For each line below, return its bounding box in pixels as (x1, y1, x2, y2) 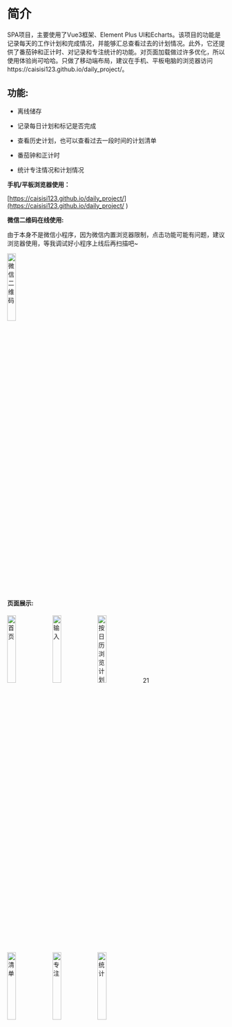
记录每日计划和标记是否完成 (17, 122, 97, 130)
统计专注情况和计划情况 (17, 165, 84, 173)
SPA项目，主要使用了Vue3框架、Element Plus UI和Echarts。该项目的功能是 (7, 30, 221, 39)
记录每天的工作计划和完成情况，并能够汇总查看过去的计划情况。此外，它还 (7, 39, 219, 47)
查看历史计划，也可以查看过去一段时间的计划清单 (17, 136, 157, 144)
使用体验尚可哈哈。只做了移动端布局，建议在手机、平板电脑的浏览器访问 (7, 56, 213, 64)
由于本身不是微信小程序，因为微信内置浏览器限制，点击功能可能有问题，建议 (7, 230, 225, 238)
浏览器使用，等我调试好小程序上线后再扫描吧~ (7, 239, 139, 247)
